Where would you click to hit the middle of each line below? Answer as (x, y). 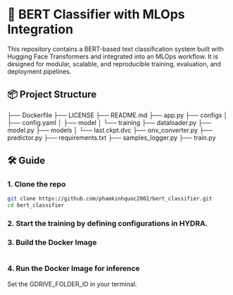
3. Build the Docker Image (52, 243)
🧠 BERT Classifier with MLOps (96, 14)
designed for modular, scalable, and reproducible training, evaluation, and (114, 64)
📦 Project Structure (52, 95)
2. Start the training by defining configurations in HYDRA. (108, 224)
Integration (40, 29)
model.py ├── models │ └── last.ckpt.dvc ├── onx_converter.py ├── (110, 130)
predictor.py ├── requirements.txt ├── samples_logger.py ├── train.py (112, 138)
